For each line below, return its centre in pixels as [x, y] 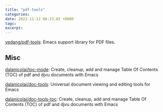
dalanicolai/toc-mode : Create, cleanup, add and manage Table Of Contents [81, 69]
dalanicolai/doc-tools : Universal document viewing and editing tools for [78, 84]
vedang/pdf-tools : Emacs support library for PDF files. [60, 42]
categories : [17, 14]
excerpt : [14, 28]
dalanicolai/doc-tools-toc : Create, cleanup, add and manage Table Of [76, 99]
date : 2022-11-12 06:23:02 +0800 [40, 19]
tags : [11, 23]
